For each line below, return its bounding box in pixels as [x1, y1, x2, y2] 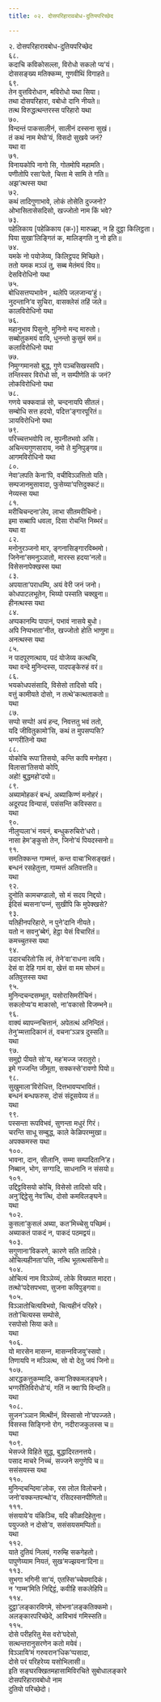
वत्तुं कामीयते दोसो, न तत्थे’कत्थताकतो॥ [8, 689, 109, 698]
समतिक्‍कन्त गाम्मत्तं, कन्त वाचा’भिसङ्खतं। [8, 853, 116, 863]
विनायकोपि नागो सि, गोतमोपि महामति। [8, 160, 105, 170]
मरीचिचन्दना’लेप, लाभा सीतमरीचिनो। [8, 506, 102, 516]
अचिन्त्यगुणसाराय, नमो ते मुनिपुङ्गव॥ [8, 443, 103, 453]
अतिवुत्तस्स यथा [8, 972, 49, 982]
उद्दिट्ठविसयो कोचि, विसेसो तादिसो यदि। [8, 1182, 107, 1192]
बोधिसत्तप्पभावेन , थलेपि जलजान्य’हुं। [8, 287, 103, 297]
